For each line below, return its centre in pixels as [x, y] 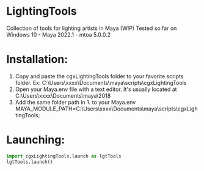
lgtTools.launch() [30, 162]
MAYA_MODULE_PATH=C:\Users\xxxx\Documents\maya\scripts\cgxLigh [106, 109]
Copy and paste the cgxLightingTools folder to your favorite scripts [99, 76]
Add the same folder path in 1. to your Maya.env [75, 102]
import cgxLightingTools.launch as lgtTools [64, 156]
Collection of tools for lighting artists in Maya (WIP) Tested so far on [92, 28]
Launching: [36, 140]
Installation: [37, 60]
